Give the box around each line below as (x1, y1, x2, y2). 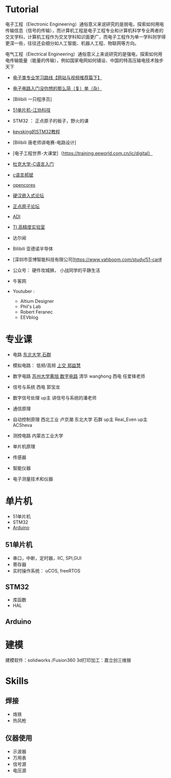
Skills (5, 675, 29, 686)
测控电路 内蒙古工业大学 (12, 433, 64, 439)
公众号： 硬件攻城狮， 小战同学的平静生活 (12, 267, 100, 273)
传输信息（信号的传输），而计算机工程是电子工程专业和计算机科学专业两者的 (5, 27, 164, 34)
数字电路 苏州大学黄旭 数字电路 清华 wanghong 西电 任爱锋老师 (12, 373, 146, 379)
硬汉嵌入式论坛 (12, 192, 44, 198)
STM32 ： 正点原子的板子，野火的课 (12, 118, 89, 124)
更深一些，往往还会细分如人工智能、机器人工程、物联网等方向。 (5, 40, 139, 46)
